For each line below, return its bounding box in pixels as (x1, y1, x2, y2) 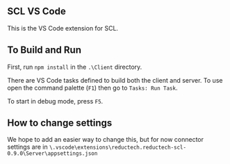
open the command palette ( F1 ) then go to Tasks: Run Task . (7, 83, 178, 92)
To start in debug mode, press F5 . (7, 97, 104, 105)
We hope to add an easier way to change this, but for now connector (7, 136, 204, 144)
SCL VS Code (7, 6, 66, 17)
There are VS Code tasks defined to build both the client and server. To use (7, 76, 223, 84)
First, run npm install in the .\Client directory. (7, 63, 142, 71)
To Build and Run (7, 44, 82, 56)
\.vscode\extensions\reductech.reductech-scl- (49, 144, 186, 151)
